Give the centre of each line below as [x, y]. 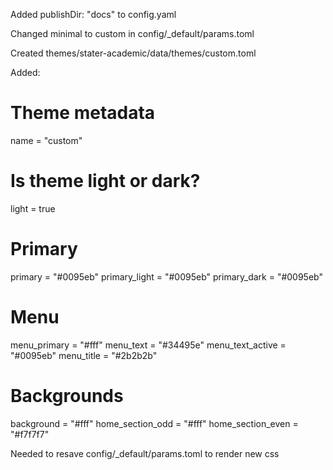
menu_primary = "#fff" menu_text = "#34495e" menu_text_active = [148, 345]
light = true [33, 208]
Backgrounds [67, 395]
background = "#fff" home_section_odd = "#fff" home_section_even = [154, 423]
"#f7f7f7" [30, 434]
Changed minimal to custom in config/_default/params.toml [132, 33]
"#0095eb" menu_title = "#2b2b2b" [84, 355]
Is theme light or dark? [105, 181]
